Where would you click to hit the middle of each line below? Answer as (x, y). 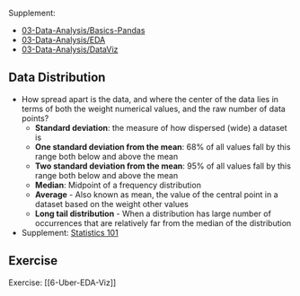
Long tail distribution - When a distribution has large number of (153, 213)
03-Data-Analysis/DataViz (70, 49)
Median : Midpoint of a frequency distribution (118, 185)
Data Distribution (57, 78)
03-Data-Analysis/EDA (63, 40)
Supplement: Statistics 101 (70, 232)
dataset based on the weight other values (112, 204)
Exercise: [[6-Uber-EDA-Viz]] (62, 283)
